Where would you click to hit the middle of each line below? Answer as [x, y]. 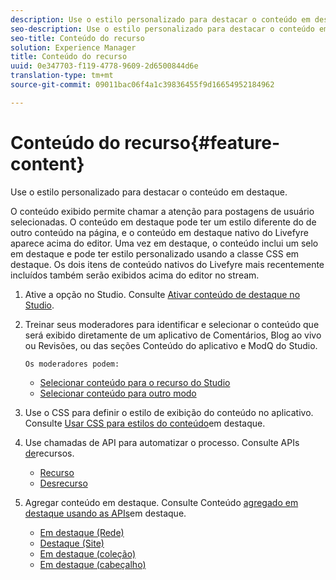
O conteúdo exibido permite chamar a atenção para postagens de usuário [162, 211]
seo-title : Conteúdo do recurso [77, 38]
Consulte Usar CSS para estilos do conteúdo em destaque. [145, 423]
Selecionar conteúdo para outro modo [118, 393]
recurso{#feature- [202, 142]
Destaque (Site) [72, 543]
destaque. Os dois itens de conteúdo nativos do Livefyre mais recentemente [167, 264]
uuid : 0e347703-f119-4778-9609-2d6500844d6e [104, 66]
